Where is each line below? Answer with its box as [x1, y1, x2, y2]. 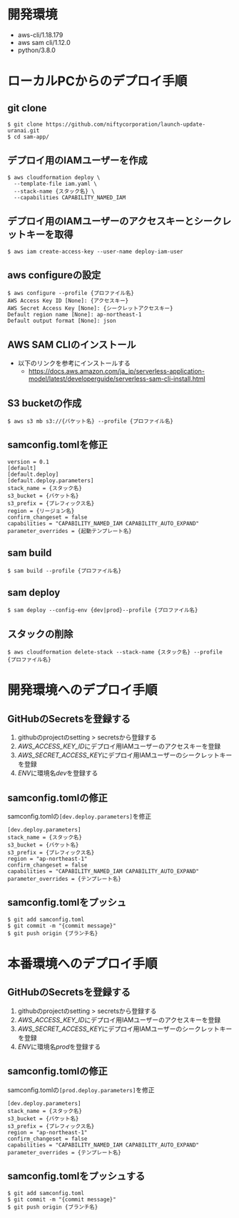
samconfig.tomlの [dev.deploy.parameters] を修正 [7, 812, 152, 821]
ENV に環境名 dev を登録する [17, 769, 98, 777]
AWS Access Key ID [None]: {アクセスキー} [7, 297, 129, 304]
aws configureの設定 [7, 269, 101, 281]
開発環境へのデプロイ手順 [7, 682, 158, 699]
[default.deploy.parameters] [7, 476, 94, 484]
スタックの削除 [7, 628, 73, 640]
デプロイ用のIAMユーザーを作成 [7, 154, 148, 166]
